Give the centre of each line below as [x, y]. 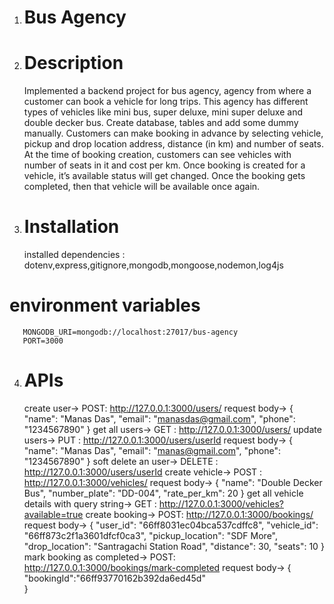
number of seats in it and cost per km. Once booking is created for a [164, 165]
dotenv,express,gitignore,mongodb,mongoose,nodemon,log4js [153, 265]
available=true [53, 514]
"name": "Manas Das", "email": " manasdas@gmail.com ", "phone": [159, 418]
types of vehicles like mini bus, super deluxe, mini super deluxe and [163, 112]
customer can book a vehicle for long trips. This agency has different [166, 102]
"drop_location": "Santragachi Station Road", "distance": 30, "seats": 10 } [174, 546]
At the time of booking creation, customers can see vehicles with [157, 155]
